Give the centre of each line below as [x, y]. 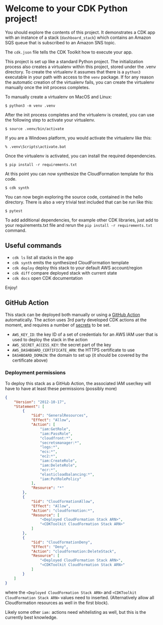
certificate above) [30, 360]
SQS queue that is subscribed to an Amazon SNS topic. [60, 42]
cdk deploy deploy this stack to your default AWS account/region [77, 268]
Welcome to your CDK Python [66, 9]
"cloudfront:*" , [56, 438]
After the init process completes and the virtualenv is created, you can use [80, 114]
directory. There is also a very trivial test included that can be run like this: [79, 202]
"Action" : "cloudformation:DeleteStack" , [74, 551]
